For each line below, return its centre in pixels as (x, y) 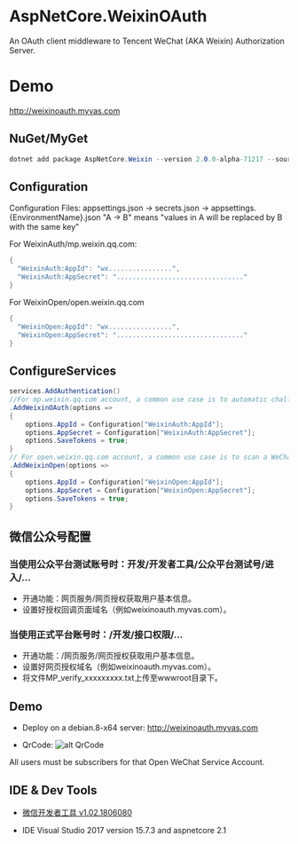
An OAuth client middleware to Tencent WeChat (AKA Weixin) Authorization (147, 41)
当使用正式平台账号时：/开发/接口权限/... (96, 635)
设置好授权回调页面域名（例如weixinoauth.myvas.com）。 (127, 609)
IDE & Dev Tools (53, 790)
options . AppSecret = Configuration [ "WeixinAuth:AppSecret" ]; (140, 432)
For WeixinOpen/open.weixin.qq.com (77, 302)
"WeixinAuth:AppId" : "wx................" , (98, 269)
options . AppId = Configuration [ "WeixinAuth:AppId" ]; (125, 424)
